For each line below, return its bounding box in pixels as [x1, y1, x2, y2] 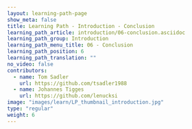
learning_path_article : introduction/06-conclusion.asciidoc [7, 29, 186, 36]
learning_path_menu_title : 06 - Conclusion [7, 42, 134, 48]
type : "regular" [7, 105, 53, 112]
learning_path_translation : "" [7, 55, 97, 61]
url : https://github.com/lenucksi [19, 93, 118, 100]
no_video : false [7, 61, 53, 68]
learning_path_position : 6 [7, 48, 84, 55]
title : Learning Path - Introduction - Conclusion [7, 23, 155, 29]
